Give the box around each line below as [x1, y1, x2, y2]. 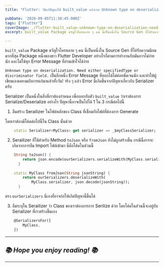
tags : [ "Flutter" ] [5, 21, 42, 25]
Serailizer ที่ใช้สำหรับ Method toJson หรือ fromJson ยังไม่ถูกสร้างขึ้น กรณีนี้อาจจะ [12, 137, 154, 143]
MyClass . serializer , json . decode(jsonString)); [31, 180, 130, 185]
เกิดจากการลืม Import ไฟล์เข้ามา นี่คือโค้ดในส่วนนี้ [12, 143, 94, 148]
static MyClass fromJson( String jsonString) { [14, 170, 110, 175]
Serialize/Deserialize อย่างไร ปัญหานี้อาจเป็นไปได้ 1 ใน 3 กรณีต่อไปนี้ [5, 99, 124, 105]
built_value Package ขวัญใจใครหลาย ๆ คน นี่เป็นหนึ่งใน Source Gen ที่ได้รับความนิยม [5, 48, 157, 53]
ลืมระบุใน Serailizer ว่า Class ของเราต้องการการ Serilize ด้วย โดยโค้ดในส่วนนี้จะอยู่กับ [12, 203, 158, 209]
